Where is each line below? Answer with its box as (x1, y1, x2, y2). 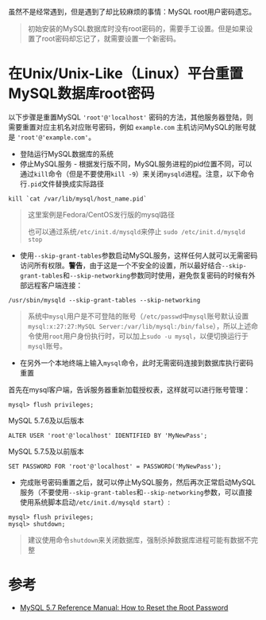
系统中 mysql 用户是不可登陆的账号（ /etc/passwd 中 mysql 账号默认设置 (27, 311, 249, 321)
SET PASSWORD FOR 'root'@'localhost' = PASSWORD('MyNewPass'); (8, 462, 222, 470)
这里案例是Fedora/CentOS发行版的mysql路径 (27, 209, 175, 219)
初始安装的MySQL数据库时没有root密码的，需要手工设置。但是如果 (27, 24, 246, 33)
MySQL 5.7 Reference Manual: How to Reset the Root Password (19, 602, 229, 612)
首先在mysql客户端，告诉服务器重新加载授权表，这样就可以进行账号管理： (8, 384, 251, 394)
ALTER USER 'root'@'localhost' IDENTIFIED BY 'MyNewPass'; (8, 431, 208, 439)
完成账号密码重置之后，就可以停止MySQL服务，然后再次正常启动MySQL (19, 477, 256, 487)
